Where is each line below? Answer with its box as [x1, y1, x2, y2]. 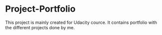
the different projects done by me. [5, 24, 75, 30]
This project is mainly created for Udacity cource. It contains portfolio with [5, 19, 158, 25]
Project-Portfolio [5, 3, 76, 15]
